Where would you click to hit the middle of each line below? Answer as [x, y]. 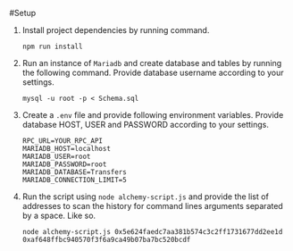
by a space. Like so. [59, 215]
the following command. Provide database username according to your [153, 72]
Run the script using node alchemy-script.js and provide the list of [146, 197]
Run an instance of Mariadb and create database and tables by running [152, 63]
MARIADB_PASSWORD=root [64, 164]
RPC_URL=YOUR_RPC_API [62, 141]
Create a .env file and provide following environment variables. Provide [153, 115]
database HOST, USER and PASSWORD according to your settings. [146, 125]
